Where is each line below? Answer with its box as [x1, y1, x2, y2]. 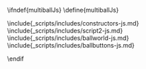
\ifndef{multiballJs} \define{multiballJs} [7, 6, 119, 14]
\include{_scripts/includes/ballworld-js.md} [7, 34, 130, 42]
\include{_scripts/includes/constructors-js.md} [7, 19, 139, 27]
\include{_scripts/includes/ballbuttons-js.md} [7, 41, 135, 49]
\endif [7, 55, 24, 63]
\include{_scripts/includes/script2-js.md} [7, 27, 123, 34]
